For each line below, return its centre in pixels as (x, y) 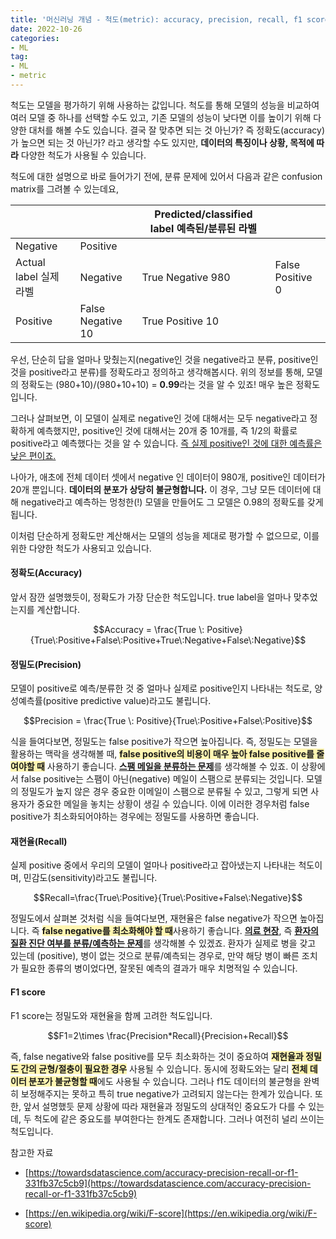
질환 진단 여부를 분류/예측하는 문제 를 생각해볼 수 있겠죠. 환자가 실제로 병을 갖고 (163, 943)
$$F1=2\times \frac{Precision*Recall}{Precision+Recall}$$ (168, 1035)
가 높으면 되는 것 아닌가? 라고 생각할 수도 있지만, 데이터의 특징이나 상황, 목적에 (162, 142)
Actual (30, 262)
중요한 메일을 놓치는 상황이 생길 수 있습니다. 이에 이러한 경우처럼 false (173, 804)
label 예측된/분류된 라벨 (203, 228)
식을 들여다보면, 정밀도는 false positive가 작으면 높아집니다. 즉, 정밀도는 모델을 (164, 742)
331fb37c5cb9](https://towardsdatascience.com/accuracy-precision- (168, 1183)
